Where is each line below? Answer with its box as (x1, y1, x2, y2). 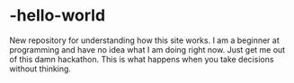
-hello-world (9, 5, 106, 26)
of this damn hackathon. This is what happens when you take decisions (9, 54, 274, 64)
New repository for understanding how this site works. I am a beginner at (9, 35, 281, 46)
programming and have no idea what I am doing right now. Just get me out (9, 44, 286, 54)
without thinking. (9, 63, 72, 74)
